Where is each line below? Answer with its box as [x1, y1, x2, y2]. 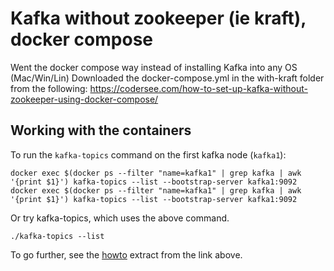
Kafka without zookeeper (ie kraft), [10, 7, 307, 30]
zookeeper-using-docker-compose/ [10, 93, 159, 105]
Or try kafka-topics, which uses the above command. [10, 212, 230, 224]
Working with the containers [10, 122, 192, 139]
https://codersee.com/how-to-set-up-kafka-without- [89, 82, 308, 94]
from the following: [10, 82, 88, 94]
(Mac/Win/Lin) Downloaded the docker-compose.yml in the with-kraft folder [10, 72, 325, 84]
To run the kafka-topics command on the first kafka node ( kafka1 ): [10, 148, 287, 161]
